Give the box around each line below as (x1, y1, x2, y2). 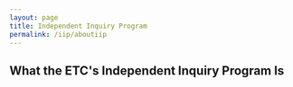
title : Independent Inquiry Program (9, 22, 147, 30)
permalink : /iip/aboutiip (9, 30, 107, 39)
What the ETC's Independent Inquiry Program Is (9, 63, 285, 78)
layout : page (9, 13, 59, 22)
